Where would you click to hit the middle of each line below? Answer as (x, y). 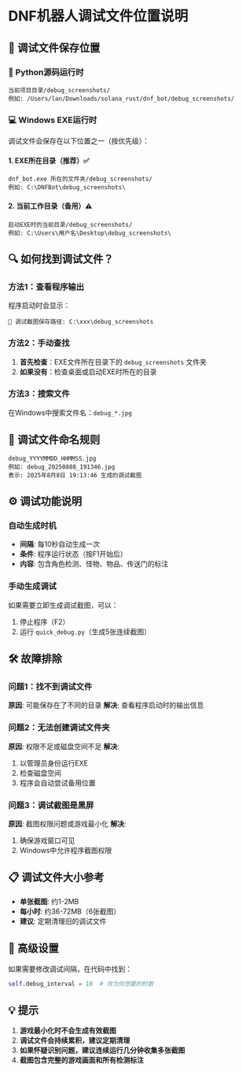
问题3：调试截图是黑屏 (51, 805)
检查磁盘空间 (40, 773)
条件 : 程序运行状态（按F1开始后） (73, 554)
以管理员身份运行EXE (54, 763)
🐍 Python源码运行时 (46, 72)
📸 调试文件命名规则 (54, 440)
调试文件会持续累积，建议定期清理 (75, 1040)
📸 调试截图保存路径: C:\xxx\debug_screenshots (81, 322)
